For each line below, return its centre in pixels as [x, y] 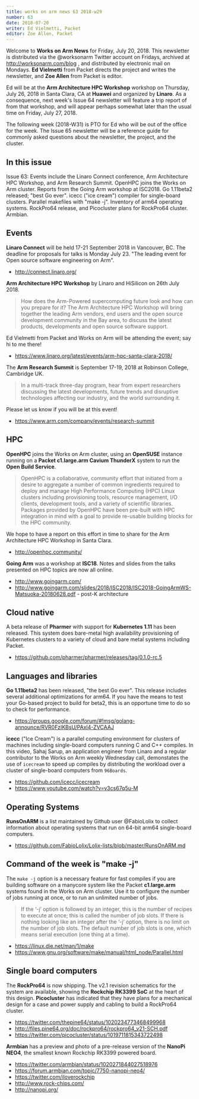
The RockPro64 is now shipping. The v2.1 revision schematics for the [91, 985]
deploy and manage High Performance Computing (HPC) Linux [98, 491]
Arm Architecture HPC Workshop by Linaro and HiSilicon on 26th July [93, 283]
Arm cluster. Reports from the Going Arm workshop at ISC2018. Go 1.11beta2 [99, 189]
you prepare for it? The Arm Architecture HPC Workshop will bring [102, 307]
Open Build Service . [31, 466]
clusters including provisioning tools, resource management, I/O [99, 497]
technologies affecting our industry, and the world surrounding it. [100, 398]
